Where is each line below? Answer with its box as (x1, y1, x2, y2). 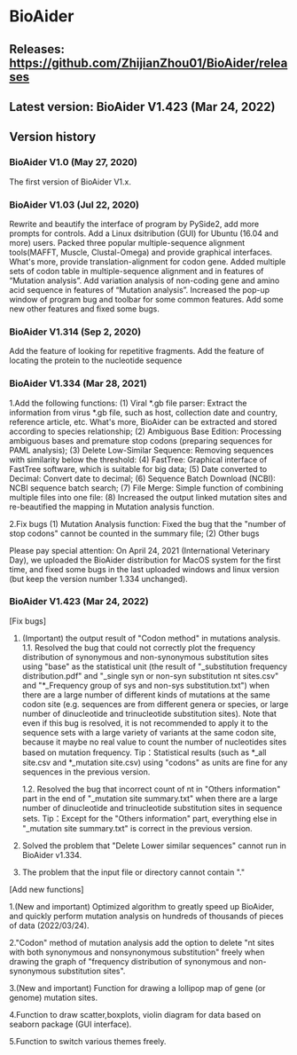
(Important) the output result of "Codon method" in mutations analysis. (21, 633, 281, 643)
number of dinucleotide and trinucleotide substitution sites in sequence (21, 802, 283, 813)
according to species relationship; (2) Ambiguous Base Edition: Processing (9, 426, 282, 437)
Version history (9, 130, 97, 145)
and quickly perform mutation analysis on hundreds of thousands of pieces (9, 910, 284, 921)
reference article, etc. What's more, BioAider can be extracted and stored (9, 416, 277, 427)
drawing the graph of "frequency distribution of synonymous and (9, 956, 247, 966)
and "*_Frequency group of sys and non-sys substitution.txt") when (21, 680, 270, 690)
